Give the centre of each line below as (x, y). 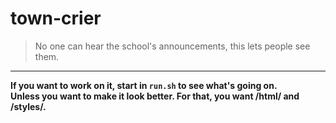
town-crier (56, 18)
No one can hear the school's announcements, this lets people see (172, 46)
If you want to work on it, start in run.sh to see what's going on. (144, 85)
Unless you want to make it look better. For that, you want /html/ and (155, 96)
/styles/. (28, 106)
